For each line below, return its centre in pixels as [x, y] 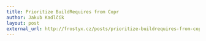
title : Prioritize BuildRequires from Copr [63, 12]
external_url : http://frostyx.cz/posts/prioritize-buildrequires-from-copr [105, 29]
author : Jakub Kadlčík [35, 17]
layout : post [23, 23]
